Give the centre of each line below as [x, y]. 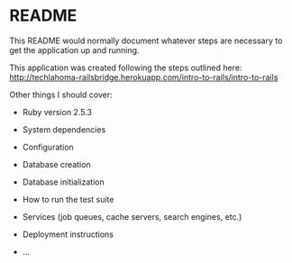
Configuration [48, 147]
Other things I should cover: [61, 95]
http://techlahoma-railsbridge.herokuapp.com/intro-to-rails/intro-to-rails [144, 77]
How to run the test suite [68, 199]
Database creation [57, 164]
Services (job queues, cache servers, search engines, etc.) [132, 216]
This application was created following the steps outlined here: [126, 68]
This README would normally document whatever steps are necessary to [146, 41]
